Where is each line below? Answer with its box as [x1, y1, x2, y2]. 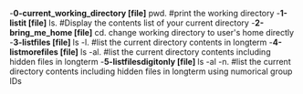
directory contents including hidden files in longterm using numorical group [9, 66, 293, 77]
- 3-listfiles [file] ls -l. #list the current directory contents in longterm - [9, 37, 274, 47]
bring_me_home [9, 27, 73, 37]
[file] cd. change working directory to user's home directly [74, 27, 295, 37]
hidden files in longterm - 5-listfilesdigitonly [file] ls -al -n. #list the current [9, 57, 291, 67]
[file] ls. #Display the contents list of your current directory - [27, 17, 256, 28]
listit [9, 17, 27, 28]
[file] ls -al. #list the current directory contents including [59, 47, 271, 57]
